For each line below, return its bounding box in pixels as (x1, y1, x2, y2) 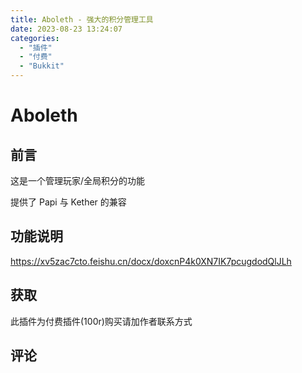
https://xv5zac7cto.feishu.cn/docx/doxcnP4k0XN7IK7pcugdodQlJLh (10, 255, 292, 267)
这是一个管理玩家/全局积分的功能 (10, 175, 146, 186)
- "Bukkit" (19, 61, 65, 71)
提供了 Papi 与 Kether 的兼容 (10, 196, 127, 208)
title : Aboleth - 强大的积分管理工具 (10, 14, 154, 25)
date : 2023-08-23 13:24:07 (10, 24, 123, 34)
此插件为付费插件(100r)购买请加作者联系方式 (10, 315, 193, 327)
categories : (10, 33, 60, 43)
